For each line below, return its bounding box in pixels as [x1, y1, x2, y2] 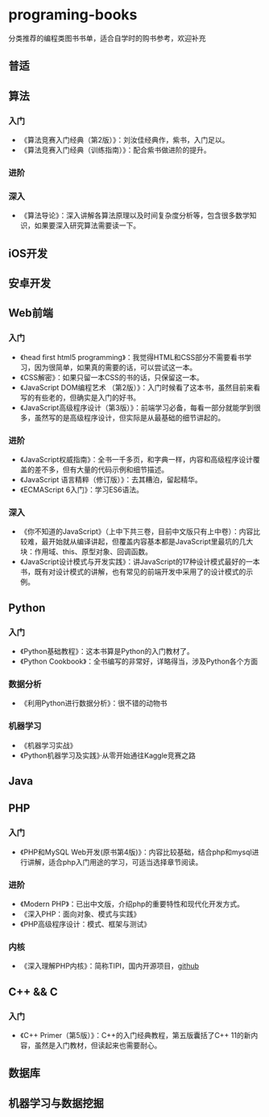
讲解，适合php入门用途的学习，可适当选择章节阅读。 [27, 857, 203, 867]
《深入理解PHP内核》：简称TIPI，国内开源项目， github [19, 961, 200, 971]
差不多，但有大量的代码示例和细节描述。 [34, 465, 169, 474]
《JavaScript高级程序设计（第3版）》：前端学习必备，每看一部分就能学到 [19, 403, 255, 412]
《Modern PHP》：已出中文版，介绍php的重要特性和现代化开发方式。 [19, 899, 244, 908]
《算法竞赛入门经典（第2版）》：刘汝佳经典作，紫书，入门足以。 [19, 135, 230, 145]
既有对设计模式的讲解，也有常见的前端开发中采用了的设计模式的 [34, 567, 246, 577]
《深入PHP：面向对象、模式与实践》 [19, 908, 141, 919]
